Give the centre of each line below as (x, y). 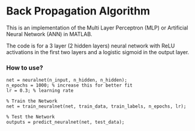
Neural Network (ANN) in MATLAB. (49, 34)
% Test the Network (31, 117)
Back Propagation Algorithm (78, 11)
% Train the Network (32, 101)
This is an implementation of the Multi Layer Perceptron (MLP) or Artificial (97, 28)
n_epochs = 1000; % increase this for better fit (70, 85)
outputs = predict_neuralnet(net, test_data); (65, 122)
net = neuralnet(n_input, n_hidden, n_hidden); (67, 80)
